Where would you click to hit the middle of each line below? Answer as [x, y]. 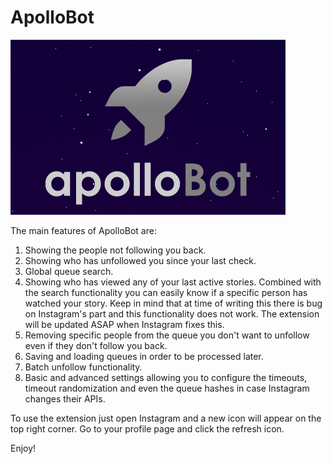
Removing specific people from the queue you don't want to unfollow [167, 335]
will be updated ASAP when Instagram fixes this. [124, 324]
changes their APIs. [65, 398]
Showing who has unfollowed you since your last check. [140, 260]
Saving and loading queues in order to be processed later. [144, 356]
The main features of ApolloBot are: [83, 230]
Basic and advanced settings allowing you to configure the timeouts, [166, 377]
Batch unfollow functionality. [83, 367]
